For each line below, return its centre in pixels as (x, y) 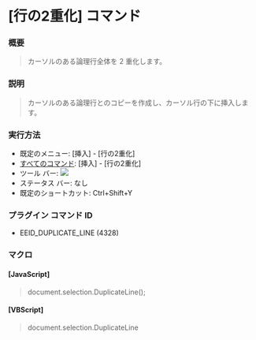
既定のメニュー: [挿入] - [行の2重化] (77, 154)
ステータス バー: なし (54, 183)
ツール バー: (39, 174)
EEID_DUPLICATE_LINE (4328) (69, 233)
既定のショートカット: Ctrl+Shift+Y (76, 193)
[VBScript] (26, 310)
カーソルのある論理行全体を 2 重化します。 (97, 62)
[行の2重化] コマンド (75, 16)
